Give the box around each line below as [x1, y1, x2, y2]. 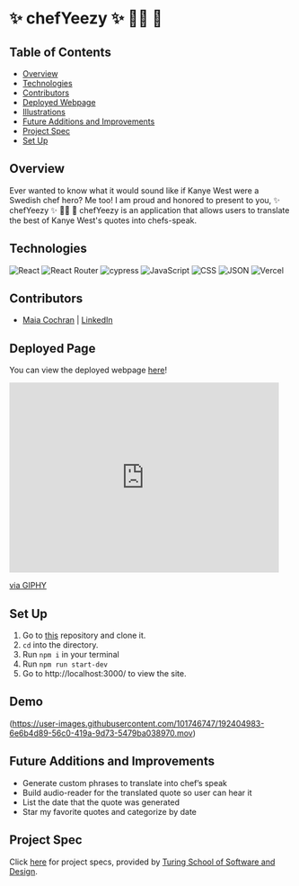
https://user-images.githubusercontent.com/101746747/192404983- [12, 718, 265, 729]
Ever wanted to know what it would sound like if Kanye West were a [9, 184, 259, 196]
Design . [9, 865, 38, 876]
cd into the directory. [22, 640, 99, 650]
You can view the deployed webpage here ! [9, 364, 168, 376]
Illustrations [22, 107, 66, 117]
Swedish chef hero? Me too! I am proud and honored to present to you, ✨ [9, 194, 281, 205]
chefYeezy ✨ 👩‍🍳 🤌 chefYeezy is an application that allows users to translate [9, 204, 290, 215]
